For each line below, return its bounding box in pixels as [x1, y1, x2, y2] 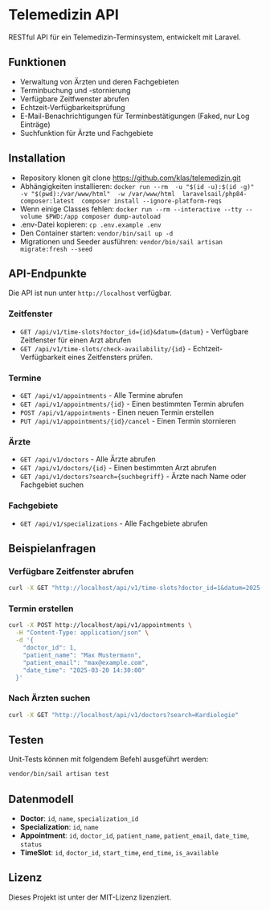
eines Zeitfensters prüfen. [67, 352, 153, 362]
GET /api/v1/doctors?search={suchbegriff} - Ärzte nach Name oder [19, 472, 247, 482]
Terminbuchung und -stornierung [19, 85, 131, 95]
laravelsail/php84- [182, 190, 247, 198]
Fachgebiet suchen [19, 480, 84, 490]
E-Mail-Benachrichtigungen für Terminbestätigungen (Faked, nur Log [19, 111, 250, 121]
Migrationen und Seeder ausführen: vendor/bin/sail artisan [19, 236, 223, 246]
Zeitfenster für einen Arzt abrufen [19, 335, 132, 345]
